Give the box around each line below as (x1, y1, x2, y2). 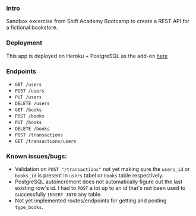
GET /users (14, 81, 42, 87)
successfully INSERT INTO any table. (14, 191, 102, 198)
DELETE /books (14, 126, 50, 132)
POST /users (14, 88, 45, 94)
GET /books (14, 107, 42, 113)
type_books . (14, 204, 43, 211)
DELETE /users (14, 100, 50, 106)
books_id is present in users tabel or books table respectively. (14, 172, 164, 179)
